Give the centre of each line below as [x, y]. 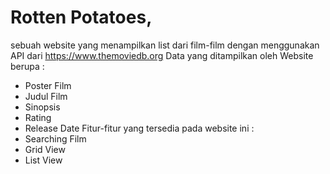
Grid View [45, 149]
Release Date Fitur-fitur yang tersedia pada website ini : [139, 128]
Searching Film [55, 138]
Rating [38, 117]
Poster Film [48, 85]
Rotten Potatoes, [81, 17]
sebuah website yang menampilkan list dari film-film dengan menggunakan [165, 45]
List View [43, 160]
